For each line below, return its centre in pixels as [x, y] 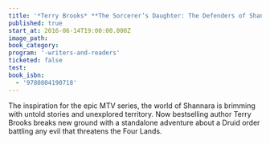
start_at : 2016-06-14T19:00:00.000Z [70, 30]
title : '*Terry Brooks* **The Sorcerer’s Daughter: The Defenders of [127, 16]
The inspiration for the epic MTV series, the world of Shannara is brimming [132, 106]
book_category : [34, 46]
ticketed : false [35, 61]
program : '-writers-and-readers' [64, 53]
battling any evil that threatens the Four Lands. [85, 131]
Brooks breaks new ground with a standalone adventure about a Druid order [134, 122]
